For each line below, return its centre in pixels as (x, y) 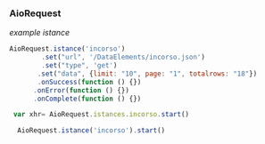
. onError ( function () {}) (81, 90)
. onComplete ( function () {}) (87, 99)
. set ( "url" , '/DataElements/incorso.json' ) (123, 57)
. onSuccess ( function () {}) (89, 82)
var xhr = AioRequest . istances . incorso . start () (101, 115)
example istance (40, 33)
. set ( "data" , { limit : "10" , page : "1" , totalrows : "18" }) (147, 74)
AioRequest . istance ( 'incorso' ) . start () (91, 131)
